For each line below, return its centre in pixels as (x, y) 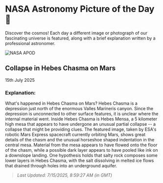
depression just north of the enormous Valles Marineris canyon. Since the (79, 109)
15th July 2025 (20, 80)
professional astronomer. (30, 43)
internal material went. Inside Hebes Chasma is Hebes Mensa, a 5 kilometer (81, 119)
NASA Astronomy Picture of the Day (80, 9)
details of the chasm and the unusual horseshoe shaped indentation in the (80, 140)
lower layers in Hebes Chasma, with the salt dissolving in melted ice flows (80, 160)
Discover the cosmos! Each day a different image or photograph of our (76, 33)
